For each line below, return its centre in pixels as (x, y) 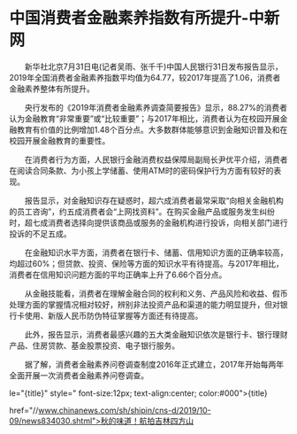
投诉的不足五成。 (40, 233)
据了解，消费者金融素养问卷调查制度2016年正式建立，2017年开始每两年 (154, 364)
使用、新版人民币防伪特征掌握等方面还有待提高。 (114, 315)
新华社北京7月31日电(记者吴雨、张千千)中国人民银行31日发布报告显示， (153, 66)
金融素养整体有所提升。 (52, 89)
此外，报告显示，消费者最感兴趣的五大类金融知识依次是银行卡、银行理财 (156, 334)
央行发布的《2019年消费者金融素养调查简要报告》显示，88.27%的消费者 (156, 107)
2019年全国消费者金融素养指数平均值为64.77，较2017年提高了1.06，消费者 (145, 77)
